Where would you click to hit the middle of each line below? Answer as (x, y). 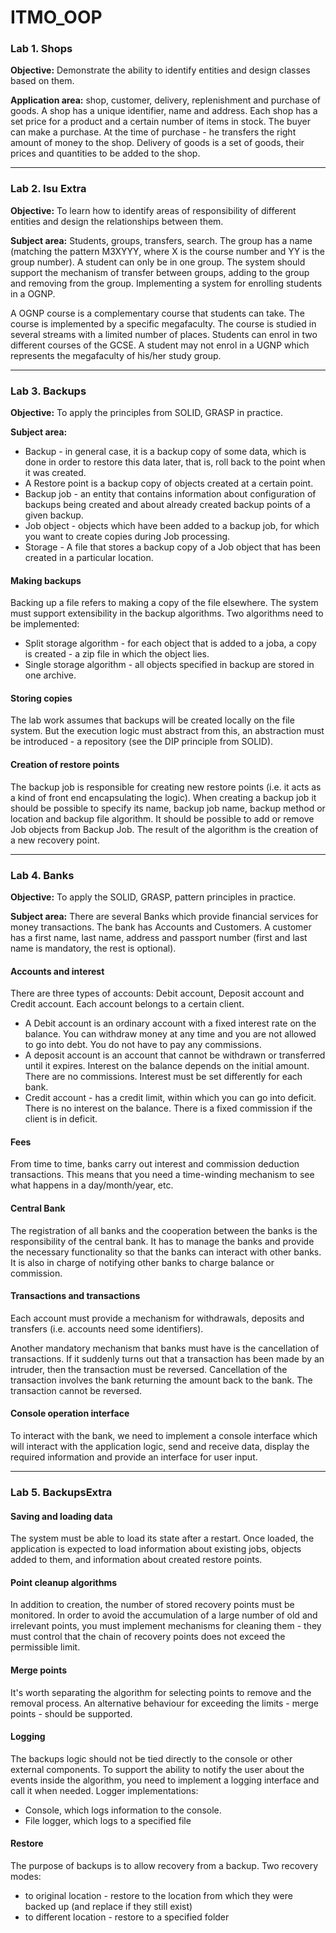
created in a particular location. (89, 558)
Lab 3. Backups (48, 391)
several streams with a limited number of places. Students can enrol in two (164, 334)
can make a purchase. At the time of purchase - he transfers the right (153, 132)
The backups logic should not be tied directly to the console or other (151, 1758)
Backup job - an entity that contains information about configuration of (170, 494)
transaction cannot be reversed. (76, 1390)
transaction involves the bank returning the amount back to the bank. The (161, 1380)
